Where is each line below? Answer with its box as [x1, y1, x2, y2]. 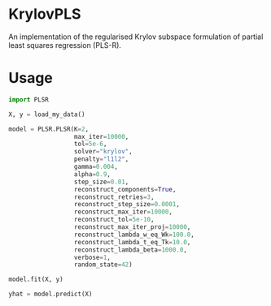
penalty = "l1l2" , [73, 155, 129, 163]
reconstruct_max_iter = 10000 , [73, 208, 173, 216]
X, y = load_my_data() [8, 110, 85, 119]
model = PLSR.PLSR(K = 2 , [8, 125, 90, 133]
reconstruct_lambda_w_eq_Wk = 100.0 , [73, 231, 195, 239]
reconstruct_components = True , [73, 185, 177, 193]
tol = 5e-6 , [73, 140, 107, 149]
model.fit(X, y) [8, 275, 63, 284]
